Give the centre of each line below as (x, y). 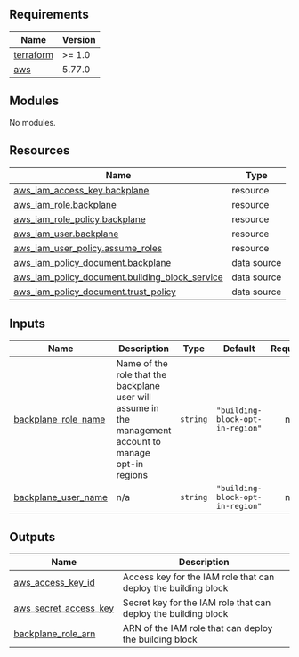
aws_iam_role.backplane (65, 205)
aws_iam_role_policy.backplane (80, 219)
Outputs (32, 537)
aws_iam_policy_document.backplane (93, 263)
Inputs (28, 323)
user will (133, 398)
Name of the (142, 364)
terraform (34, 54)
